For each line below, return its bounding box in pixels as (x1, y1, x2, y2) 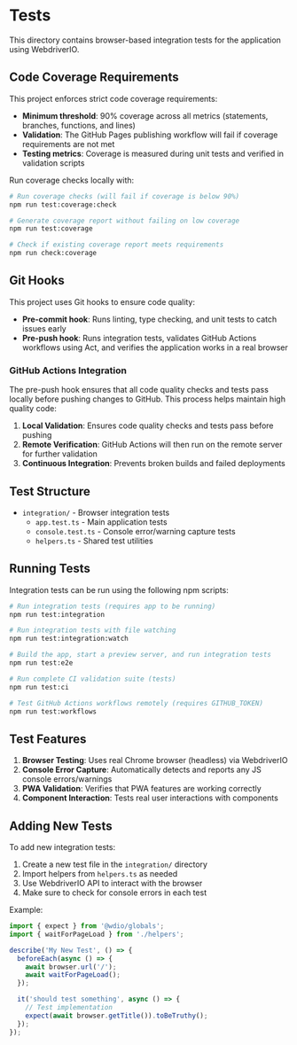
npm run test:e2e (9, 659, 74, 667)
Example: (9, 905, 43, 916)
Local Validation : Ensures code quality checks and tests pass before (21, 420, 274, 431)
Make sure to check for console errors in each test (21, 887, 207, 898)
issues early (21, 323, 66, 333)
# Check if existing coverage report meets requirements (9, 240, 224, 249)
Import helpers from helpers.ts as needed (21, 869, 178, 879)
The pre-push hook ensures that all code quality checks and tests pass (9, 385, 269, 395)
